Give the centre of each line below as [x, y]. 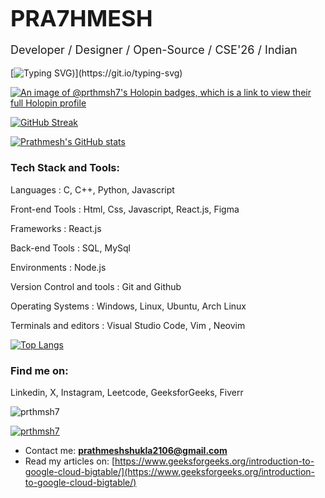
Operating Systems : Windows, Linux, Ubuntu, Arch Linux [128, 306]
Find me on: [39, 370]
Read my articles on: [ [70, 461]
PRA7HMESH [81, 18]
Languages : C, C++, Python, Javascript [92, 189]
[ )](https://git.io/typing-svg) [96, 73]
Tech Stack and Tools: [65, 168]
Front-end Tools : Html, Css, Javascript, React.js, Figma [125, 209]
